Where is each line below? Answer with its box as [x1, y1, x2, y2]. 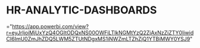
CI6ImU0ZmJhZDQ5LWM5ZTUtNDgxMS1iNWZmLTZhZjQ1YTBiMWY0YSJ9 [6, 35, 190, 42]
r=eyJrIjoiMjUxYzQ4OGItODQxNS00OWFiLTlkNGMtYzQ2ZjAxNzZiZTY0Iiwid [6, 29, 194, 36]
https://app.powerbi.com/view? [11, 23, 89, 30]
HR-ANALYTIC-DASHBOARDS [6, 4, 157, 17]
